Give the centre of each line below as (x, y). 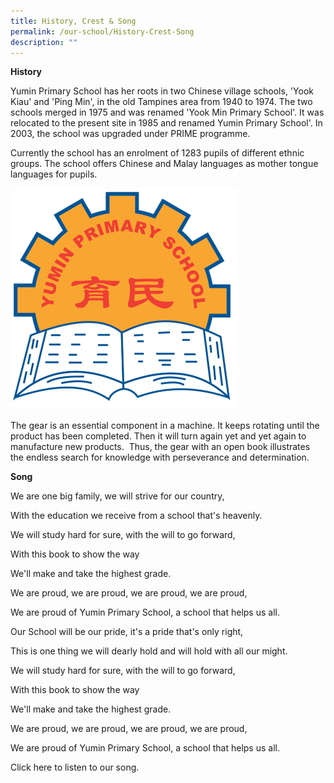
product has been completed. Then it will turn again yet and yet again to (158, 436)
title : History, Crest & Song (73, 21)
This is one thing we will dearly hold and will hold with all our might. (149, 651)
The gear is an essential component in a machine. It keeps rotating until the (165, 426)
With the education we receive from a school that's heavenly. (136, 516)
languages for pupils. (54, 174)
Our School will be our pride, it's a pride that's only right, (127, 632)
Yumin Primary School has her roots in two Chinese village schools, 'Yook (162, 91)
